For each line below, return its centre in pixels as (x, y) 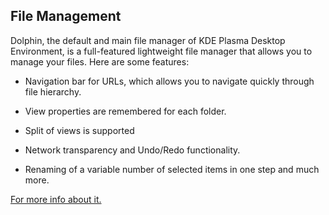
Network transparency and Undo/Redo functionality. (132, 150)
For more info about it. (56, 199)
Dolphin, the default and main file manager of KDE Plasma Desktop (148, 40)
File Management (66, 16)
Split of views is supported (79, 130)
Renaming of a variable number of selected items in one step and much (172, 169)
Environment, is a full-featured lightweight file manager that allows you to (161, 51)
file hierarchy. (53, 91)
